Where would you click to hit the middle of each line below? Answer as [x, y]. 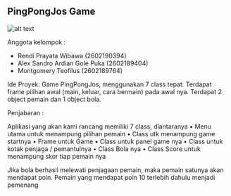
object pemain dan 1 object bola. [55, 99]
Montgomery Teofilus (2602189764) [70, 70]
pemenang [23, 185]
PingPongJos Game [51, 12]
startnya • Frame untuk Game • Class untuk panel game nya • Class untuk [115, 141]
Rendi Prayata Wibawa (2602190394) [72, 55]
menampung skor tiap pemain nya [57, 156]
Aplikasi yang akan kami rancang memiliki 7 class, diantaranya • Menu [109, 126]
